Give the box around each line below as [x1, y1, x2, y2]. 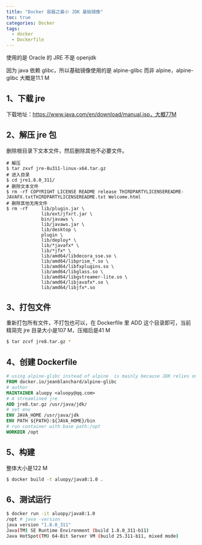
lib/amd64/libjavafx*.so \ [41, 279, 109, 285]
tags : [6, 25, 20, 32]
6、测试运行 [6, 494, 51, 505]
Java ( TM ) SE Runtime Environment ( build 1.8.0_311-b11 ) [6, 527, 149, 534]
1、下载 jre [6, 94, 46, 104]
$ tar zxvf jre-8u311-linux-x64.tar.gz [6, 165, 106, 171]
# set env [6, 407, 31, 413]
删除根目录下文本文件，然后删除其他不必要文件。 [6, 147, 127, 154]
